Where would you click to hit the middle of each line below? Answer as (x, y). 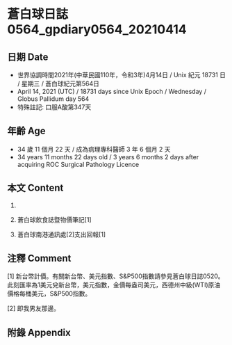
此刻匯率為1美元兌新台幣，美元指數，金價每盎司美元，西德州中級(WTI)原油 (114, 285)
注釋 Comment (39, 258)
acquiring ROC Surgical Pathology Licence (78, 164)
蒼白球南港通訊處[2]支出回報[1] (61, 234)
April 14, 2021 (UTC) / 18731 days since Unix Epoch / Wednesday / (112, 91)
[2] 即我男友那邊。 (34, 308)
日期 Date (28, 57)
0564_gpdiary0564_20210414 (97, 30)
